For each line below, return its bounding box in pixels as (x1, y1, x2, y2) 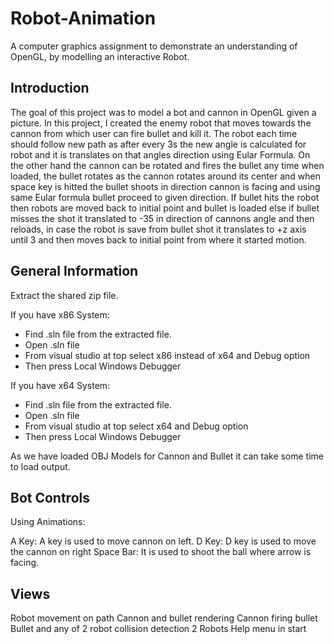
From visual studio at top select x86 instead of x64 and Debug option (24, 349, 311, 361)
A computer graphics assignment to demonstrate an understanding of (10, 40, 298, 52)
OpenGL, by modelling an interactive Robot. (10, 50, 190, 62)
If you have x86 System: (10, 308, 110, 321)
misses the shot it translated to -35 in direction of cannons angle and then (10, 212, 315, 224)
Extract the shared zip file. (10, 289, 119, 301)
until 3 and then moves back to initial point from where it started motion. (10, 233, 307, 246)
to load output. (10, 460, 71, 472)
